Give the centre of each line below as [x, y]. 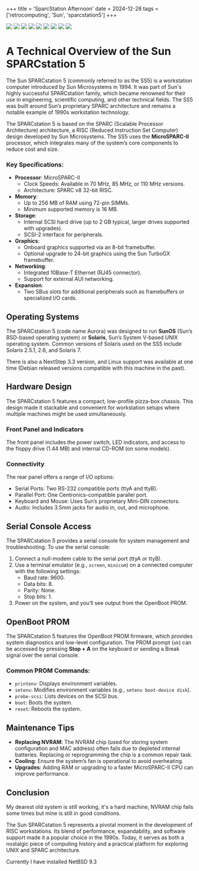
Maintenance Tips [40, 728]
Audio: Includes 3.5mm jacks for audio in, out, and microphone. [92, 508]
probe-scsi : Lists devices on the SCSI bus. [67, 696]
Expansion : [29, 285]
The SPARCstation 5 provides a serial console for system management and [98, 541]
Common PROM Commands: [48, 671]
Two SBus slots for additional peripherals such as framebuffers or [104, 292]
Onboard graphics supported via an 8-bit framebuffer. [90, 248]
